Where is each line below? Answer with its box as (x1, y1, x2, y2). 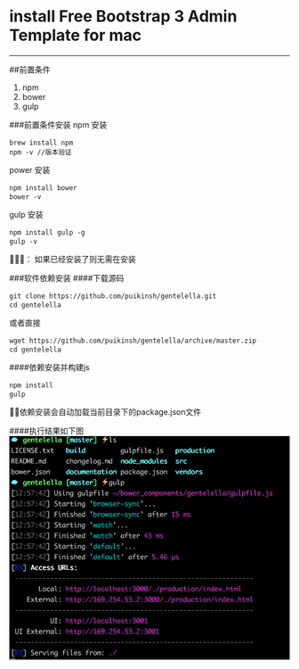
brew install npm (9, 138, 74, 147)
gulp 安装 (9, 209, 44, 219)
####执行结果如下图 (9, 425, 85, 436)
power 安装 (9, 164, 51, 175)
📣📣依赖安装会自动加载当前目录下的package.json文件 (9, 406, 202, 417)
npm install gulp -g (9, 227, 86, 237)
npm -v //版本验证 (9, 147, 72, 157)
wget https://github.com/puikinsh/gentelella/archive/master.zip (9, 336, 256, 345)
